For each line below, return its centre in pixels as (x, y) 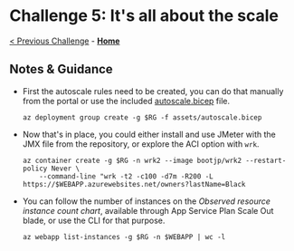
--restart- (266, 160)
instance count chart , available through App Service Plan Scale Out (148, 210)
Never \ (66, 169)
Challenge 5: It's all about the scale (144, 16)
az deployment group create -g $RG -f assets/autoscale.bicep (142, 117)
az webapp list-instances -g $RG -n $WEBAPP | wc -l (124, 237)
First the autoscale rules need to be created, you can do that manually (153, 91)
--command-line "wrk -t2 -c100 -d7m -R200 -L (127, 176)
